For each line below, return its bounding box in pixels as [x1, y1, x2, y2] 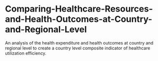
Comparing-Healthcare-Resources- [5, 3, 153, 15]
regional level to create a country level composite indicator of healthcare [5, 45, 151, 51]
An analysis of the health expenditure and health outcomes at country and [5, 40, 154, 46]
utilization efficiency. [5, 50, 47, 56]
